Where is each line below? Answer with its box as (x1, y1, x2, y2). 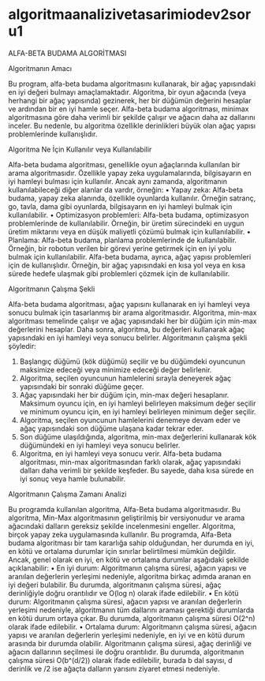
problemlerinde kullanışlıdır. (8, 129, 98, 139)
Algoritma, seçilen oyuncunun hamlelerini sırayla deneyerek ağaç (19, 373, 232, 383)
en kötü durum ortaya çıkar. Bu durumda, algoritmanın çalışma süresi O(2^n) (8, 613, 256, 623)
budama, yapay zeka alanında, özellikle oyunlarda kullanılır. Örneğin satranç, (8, 193, 256, 203)
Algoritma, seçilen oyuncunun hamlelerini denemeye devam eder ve (19, 415, 241, 425)
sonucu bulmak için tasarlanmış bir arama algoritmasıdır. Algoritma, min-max (8, 308, 257, 317)
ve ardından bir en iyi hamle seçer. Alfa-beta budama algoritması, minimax (8, 104, 249, 114)
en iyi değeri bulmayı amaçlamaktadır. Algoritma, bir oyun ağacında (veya (8, 87, 247, 96)
